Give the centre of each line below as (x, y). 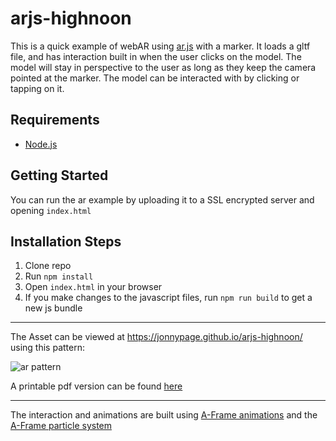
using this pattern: (47, 348)
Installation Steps (66, 241)
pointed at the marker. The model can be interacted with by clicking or (155, 78)
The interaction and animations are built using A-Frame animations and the (164, 415)
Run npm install (59, 276)
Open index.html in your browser (93, 287)
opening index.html (51, 210)
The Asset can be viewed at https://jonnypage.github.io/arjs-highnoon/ (156, 337)
